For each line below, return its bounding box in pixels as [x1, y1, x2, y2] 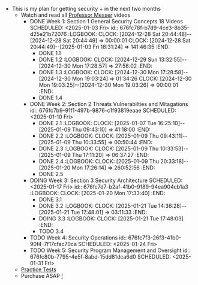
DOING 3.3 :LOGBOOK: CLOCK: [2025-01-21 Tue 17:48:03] [38, 215, 184, 222]
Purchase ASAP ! [20, 272, 63, 279]
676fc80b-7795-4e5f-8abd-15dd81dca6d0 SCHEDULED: [29, 253, 171, 260]
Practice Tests [20, 266, 57, 273]
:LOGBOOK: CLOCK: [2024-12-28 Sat [68, 31, 161, 38]
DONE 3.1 [38, 196, 62, 203]
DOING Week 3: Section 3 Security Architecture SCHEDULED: [29, 177, 183, 184]
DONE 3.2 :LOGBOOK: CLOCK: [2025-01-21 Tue [38, 202, 157, 209]
